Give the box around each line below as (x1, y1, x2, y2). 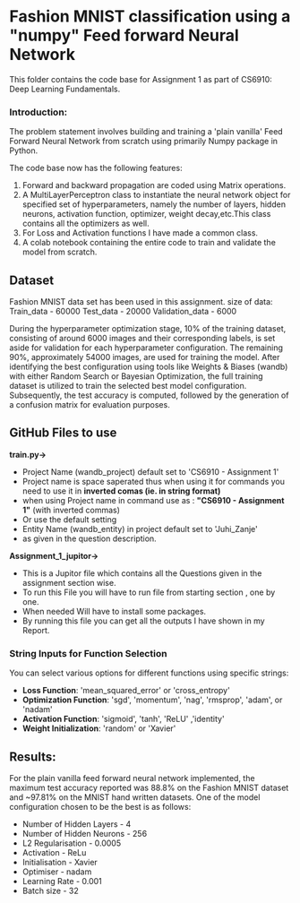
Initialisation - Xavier (21, 856, 99, 867)
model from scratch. (21, 246, 98, 257)
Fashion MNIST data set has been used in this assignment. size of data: (9, 297, 273, 307)
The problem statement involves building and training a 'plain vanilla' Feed (9, 126, 284, 137)
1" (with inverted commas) (21, 504, 121, 515)
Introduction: (9, 106, 68, 118)
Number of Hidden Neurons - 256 (21, 828, 148, 838)
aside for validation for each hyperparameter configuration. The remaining (9, 342, 284, 353)
